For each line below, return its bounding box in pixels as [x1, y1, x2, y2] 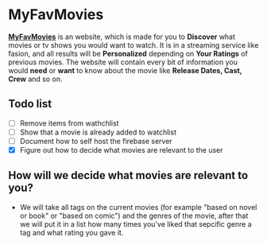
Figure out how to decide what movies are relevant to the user [19, 145, 224, 154]
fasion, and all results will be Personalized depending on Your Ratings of [8, 49, 248, 58]
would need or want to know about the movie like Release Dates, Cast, [8, 65, 242, 75]
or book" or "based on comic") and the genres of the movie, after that [19, 211, 249, 220]
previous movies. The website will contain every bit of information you [8, 57, 238, 67]
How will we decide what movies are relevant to [8, 169, 249, 182]
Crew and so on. [8, 74, 63, 84]
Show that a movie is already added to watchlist [19, 127, 177, 137]
